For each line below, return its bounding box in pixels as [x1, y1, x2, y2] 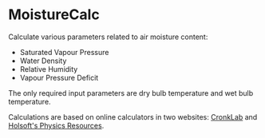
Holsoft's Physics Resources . [8, 120, 105, 130]
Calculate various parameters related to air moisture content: [8, 32, 208, 41]
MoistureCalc [8, 6, 100, 24]
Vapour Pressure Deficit [19, 73, 99, 82]
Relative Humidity [19, 64, 78, 73]
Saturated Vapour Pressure [19, 47, 109, 57]
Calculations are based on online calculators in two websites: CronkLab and [8, 112, 258, 121]
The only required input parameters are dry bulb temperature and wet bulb [8, 88, 254, 97]
